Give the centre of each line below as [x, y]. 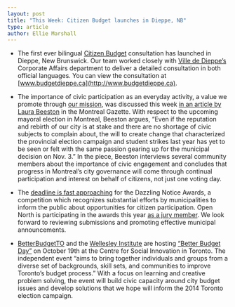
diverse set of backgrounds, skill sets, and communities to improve [114, 266]
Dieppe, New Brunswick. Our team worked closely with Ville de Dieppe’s [122, 61]
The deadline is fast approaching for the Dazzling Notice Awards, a [114, 192]
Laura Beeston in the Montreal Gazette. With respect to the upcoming [118, 112]
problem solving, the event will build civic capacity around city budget [119, 281]
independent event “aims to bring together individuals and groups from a [122, 259]
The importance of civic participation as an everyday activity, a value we [122, 97]
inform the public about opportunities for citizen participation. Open [115, 207]
